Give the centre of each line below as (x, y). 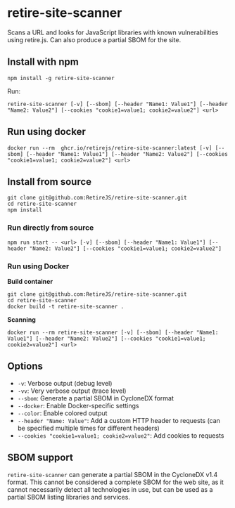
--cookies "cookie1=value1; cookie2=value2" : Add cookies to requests (121, 435)
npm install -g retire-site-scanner (61, 78)
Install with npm (43, 62)
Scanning (22, 319)
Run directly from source (51, 228)
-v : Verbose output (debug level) (65, 383)
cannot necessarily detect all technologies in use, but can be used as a (110, 489)
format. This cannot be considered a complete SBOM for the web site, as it (115, 482)
